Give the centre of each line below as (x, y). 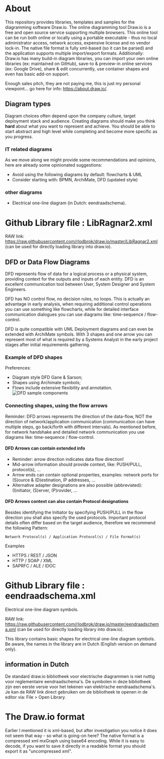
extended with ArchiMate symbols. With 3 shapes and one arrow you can (79, 334)
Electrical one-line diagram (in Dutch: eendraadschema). (69, 203)
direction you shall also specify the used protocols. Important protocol (76, 518)
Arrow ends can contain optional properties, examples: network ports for (85, 475)
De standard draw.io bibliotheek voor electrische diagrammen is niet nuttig (80, 676)
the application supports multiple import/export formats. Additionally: (74, 53)
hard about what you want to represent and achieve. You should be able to (80, 126)
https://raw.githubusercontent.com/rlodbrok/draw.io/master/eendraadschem (82, 624)
